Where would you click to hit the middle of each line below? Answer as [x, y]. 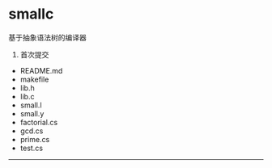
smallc [31, 14]
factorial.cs [39, 122]
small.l [31, 105]
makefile [34, 79]
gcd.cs [32, 131]
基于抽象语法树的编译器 [47, 37]
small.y [32, 113]
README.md [41, 70]
